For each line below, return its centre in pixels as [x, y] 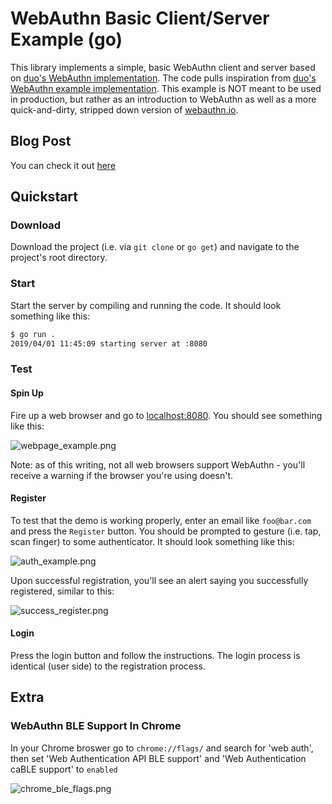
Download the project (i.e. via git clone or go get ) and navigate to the [155, 247]
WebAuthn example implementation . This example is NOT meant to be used [166, 88]
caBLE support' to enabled [64, 769]
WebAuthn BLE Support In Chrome [96, 726]
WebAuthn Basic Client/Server [140, 18]
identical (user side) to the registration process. [108, 666]
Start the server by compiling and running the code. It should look [146, 305]
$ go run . [33, 334]
